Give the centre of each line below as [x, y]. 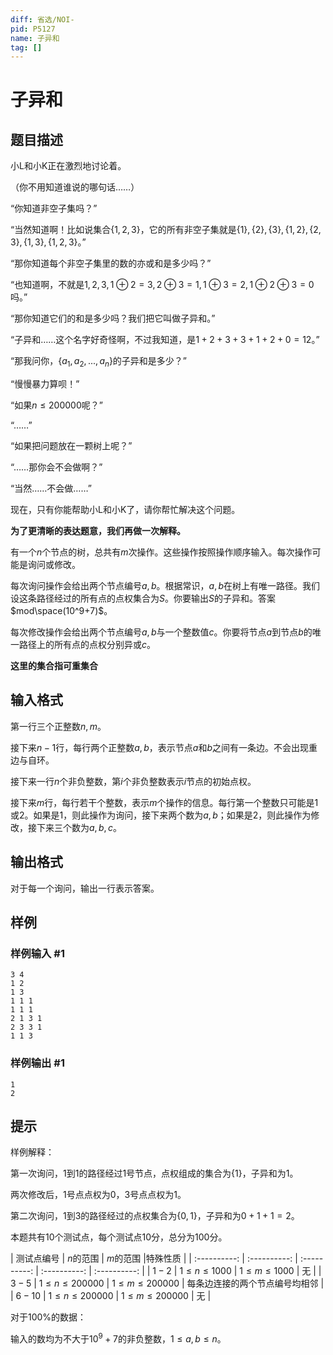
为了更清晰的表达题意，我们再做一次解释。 [98, 531]
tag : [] [26, 47]
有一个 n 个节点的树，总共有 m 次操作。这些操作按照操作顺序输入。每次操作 [161, 552]
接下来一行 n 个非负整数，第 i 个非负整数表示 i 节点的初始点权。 [133, 781]
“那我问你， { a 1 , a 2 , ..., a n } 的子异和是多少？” [99, 362]
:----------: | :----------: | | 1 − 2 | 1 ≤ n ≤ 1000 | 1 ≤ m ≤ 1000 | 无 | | [181, 1271]
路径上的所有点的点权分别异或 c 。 [87, 645]
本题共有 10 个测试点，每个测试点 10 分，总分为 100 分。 [119, 1237]
